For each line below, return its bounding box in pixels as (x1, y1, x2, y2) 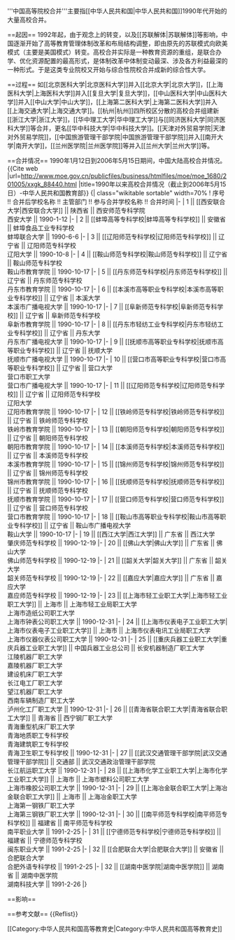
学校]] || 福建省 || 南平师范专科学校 (13, 819, 113, 827)
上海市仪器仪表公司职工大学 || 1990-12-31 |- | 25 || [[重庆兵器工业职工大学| (7, 635, 222, 643)
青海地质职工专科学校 (7, 731, 69, 739)
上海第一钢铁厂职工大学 (7, 801, 75, 809)
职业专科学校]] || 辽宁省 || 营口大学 (13, 364, 113, 372)
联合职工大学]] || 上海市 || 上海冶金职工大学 (13, 792, 138, 801)
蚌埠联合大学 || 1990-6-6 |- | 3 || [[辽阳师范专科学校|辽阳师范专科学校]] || (7, 232, 218, 241)
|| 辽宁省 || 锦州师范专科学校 (7, 469, 89, 477)
